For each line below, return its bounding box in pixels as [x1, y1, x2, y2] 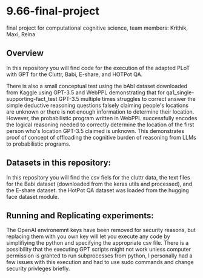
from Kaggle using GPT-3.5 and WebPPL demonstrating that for [6, 89, 165, 96]
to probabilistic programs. [6, 140, 71, 147]
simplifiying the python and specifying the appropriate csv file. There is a [6, 239, 189, 247]
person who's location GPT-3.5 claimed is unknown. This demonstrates [6, 127, 185, 134]
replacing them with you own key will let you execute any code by [6, 233, 171, 240]
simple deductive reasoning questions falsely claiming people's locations [6, 102, 189, 109]
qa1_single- [166, 89, 195, 96]
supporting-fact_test [6, 95, 58, 102]
